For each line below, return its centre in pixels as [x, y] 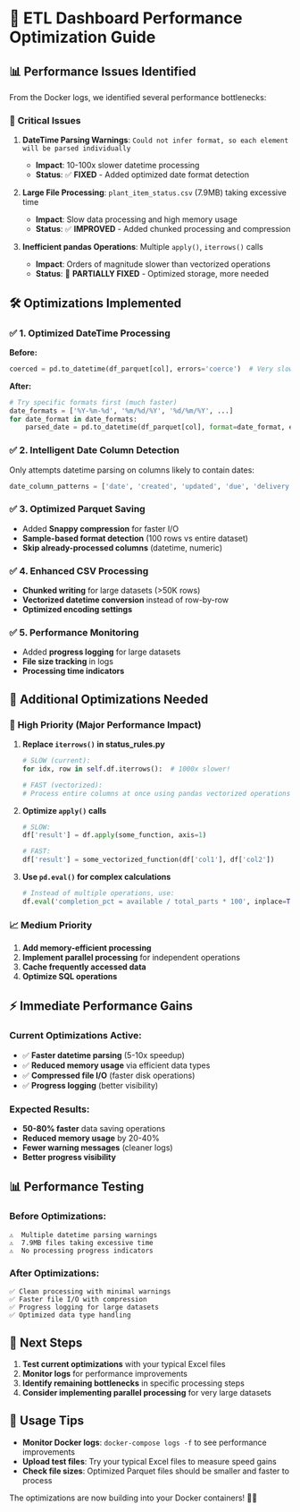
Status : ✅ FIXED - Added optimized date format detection [142, 175]
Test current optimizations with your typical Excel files [124, 1363]
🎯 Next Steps [46, 1342]
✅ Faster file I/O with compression [78, 1300]
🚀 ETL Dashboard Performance [126, 18]
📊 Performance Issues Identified [103, 71]
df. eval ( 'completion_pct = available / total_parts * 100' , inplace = [154, 901]
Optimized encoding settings [77, 610]
